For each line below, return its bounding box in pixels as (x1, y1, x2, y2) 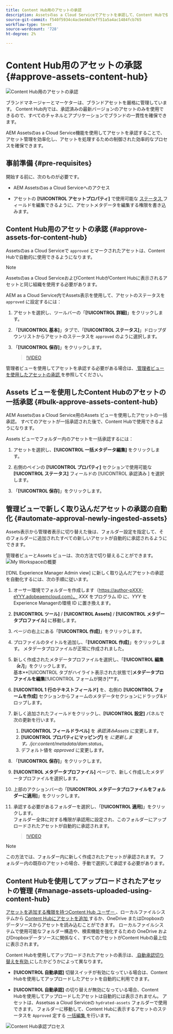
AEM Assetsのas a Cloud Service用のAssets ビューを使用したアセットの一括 (6, 412, 168, 418)
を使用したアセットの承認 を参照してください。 (6, 371, 106, 378)
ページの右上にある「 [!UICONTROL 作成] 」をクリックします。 (13, 628, 145, 635)
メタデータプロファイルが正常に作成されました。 (23, 645, 127, 652)
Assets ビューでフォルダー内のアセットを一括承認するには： (6, 436, 134, 442)
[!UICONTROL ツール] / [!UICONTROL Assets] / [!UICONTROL (13, 611, 146, 617)
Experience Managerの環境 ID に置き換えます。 (13, 600, 113, 606)
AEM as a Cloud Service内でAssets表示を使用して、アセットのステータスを (6, 292, 165, 298)
